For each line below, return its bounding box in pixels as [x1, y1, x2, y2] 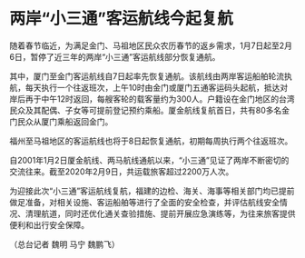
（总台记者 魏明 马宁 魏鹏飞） [9, 238, 120, 250]
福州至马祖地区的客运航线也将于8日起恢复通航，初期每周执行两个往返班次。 [9, 135, 293, 146]
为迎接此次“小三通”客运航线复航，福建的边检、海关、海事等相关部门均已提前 [9, 185, 295, 196]
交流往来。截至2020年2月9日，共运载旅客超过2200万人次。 [9, 165, 234, 177]
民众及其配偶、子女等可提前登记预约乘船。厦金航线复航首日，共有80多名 [9, 104, 282, 115]
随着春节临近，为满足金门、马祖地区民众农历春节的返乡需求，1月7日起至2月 [9, 40, 293, 51]
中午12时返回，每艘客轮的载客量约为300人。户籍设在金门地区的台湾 [40, 93, 295, 104]
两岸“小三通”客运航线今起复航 [9, 8, 234, 29]
